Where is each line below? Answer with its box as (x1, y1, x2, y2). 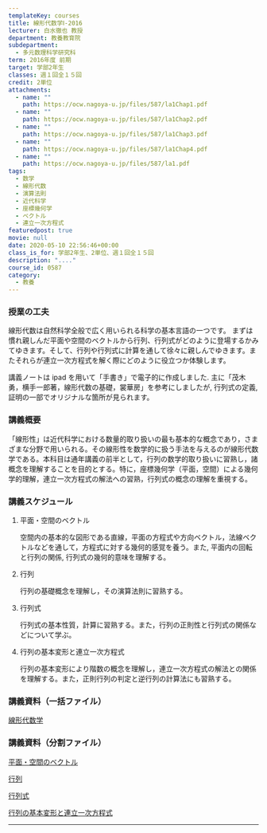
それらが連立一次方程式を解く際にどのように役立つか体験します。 (14, 356, 230, 365)
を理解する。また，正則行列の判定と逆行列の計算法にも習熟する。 (19, 674, 236, 684)
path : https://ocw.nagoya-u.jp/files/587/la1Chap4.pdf (22, 145, 208, 153)
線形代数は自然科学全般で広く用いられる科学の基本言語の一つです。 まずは (8, 326, 253, 336)
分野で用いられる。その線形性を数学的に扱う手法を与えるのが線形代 (29, 444, 252, 454)
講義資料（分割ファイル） (8, 737, 106, 749)
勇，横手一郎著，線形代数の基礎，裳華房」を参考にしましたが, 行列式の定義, (8, 383, 258, 392)
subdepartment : (8, 41, 59, 49)
